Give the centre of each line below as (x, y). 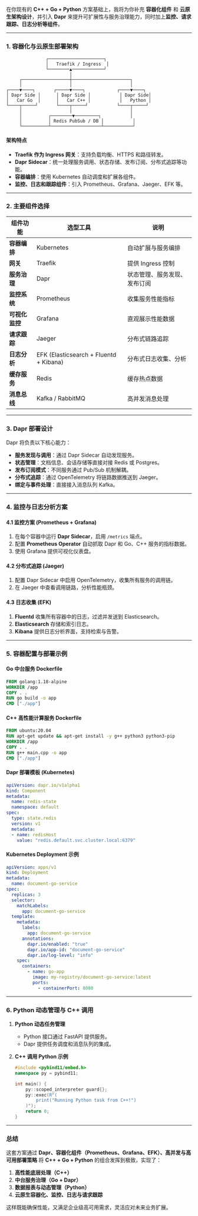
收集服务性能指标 (151, 299)
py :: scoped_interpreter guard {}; (67, 1089)
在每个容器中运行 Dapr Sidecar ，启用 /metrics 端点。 (80, 536)
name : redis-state (34, 802)
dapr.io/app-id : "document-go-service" (76, 950)
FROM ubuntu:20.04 (29, 731)
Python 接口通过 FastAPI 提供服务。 (67, 1037)
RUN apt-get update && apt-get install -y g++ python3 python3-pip (91, 736)
